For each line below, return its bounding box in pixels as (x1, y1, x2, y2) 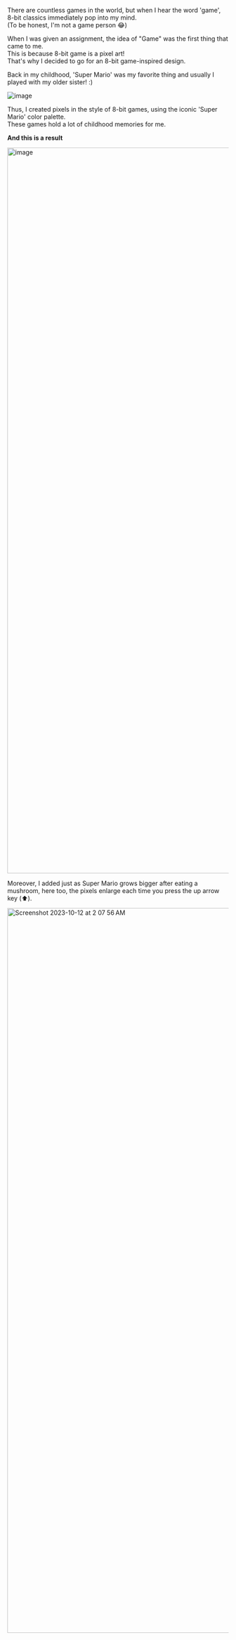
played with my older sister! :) (7, 78, 93, 86)
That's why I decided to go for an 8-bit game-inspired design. (7, 57, 186, 65)
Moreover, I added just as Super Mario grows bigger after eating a (7, 879, 198, 887)
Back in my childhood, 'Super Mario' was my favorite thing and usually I (7, 70, 214, 79)
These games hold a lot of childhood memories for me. (7, 120, 166, 128)
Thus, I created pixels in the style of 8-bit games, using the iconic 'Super (7, 105, 218, 113)
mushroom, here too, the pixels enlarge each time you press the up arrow (7, 887, 220, 894)
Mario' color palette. (7, 112, 66, 121)
